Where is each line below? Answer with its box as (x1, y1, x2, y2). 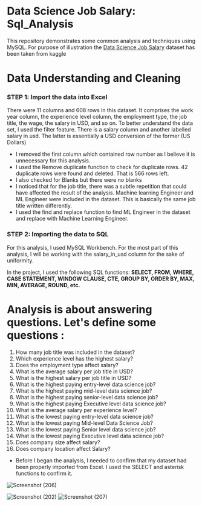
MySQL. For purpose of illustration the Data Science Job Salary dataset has (7, 44, 195, 51)
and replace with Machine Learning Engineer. (15, 215, 129, 222)
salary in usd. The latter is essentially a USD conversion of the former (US (7, 132, 191, 140)
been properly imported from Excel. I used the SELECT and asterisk (15, 463, 184, 470)
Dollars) (7, 139, 27, 146)
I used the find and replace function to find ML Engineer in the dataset (15, 208, 191, 216)
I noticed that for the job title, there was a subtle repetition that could (15, 183, 187, 190)
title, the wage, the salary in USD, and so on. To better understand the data (7, 119, 193, 127)
